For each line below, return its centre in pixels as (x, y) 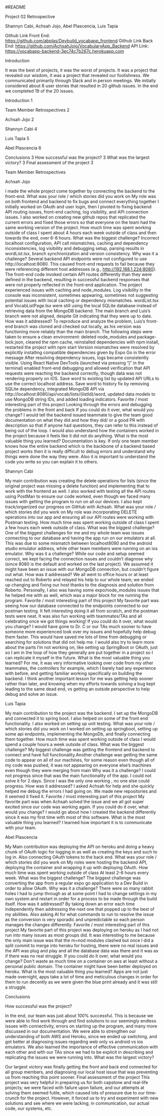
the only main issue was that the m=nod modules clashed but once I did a (79, 940)
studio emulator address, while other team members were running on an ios (82, 548)
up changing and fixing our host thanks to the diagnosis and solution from (80, 585)
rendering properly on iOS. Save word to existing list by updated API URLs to (82, 378)
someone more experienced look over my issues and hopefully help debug (81, 632)
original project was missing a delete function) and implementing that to (77, 486)
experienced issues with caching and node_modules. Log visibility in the (78, 290)
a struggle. (16, 987)
